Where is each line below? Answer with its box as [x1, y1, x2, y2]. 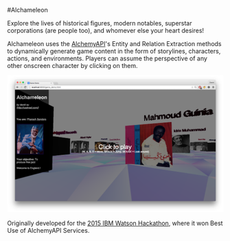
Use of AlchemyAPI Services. [7, 227, 90, 235]
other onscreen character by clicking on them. [7, 62, 139, 69]
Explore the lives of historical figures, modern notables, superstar [7, 19, 192, 27]
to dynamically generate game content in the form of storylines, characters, [7, 47, 221, 55]
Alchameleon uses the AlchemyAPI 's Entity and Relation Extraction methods [7, 40, 222, 47]
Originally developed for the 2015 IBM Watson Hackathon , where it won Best [7, 219, 223, 227]
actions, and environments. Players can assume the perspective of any [7, 54, 208, 62]
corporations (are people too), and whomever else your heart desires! [7, 27, 205, 34]
